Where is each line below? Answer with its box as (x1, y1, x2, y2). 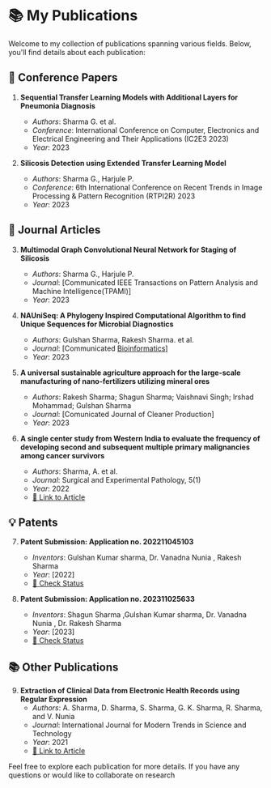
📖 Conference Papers (8, 70, 118, 85)
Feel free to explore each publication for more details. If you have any (8, 762, 240, 772)
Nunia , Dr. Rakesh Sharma (32, 619, 121, 628)
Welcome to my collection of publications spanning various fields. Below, (8, 38, 252, 49)
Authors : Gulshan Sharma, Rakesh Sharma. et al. (32, 334, 194, 344)
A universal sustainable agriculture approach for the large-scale (19, 368, 241, 377)
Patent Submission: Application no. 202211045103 (19, 537, 194, 547)
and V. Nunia (32, 712, 75, 722)
